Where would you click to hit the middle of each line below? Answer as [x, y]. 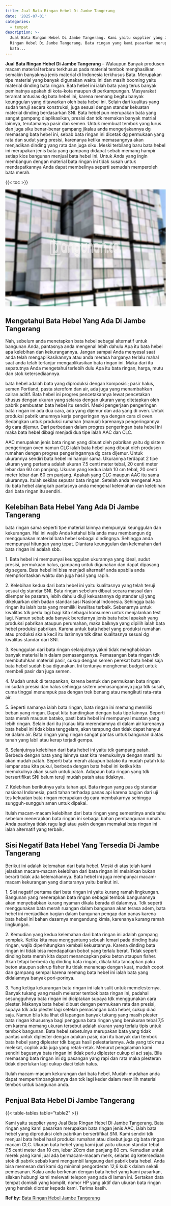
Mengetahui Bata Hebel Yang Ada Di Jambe [76, 321]
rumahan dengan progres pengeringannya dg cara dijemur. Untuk [74, 453]
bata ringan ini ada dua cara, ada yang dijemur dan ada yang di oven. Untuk [85, 411]
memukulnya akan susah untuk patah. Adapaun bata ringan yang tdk [77, 771]
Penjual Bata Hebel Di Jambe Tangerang [70, 1100]
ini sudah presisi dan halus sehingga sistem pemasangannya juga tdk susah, [85, 686]
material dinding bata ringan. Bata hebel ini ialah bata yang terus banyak [81, 85]
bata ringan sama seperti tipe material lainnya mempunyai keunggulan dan [83, 527]
